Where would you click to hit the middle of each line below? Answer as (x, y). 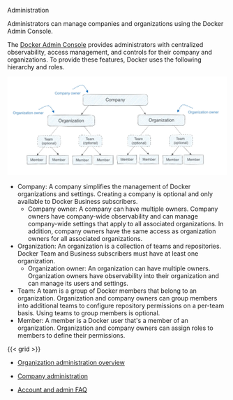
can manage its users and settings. (78, 284)
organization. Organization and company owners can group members (117, 298)
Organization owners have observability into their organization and (123, 276)
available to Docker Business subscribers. (77, 202)
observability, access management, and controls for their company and (110, 52)
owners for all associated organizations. (85, 239)
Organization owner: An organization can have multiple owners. (119, 268)
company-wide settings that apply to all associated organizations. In (126, 224)
